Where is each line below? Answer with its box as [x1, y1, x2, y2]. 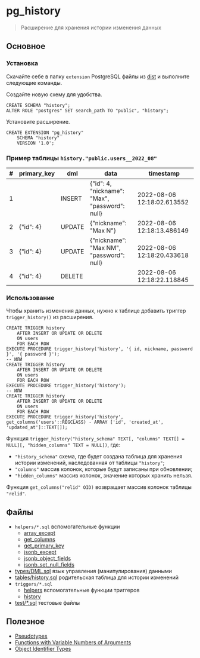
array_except [23, 530, 55, 537]
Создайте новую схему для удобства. [6, 91, 102, 98]
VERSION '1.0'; [17, 140, 55, 146]
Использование [6, 293, 55, 302]
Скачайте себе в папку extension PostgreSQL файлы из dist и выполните [6, 73, 190, 80]
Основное [6, 41, 46, 51]
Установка [6, 59, 39, 68]
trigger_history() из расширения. [6, 314, 94, 321]
